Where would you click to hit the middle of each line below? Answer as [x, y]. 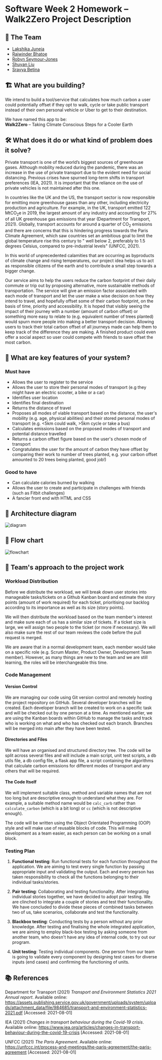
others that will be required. [32, 771]
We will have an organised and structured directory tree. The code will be [78, 750]
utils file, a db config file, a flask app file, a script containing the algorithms [79, 760]
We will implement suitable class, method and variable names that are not [78, 793]
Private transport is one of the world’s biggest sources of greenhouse [74, 162]
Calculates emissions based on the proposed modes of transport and [81, 428]
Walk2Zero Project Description [68, 19]
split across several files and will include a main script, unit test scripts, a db [81, 755]
